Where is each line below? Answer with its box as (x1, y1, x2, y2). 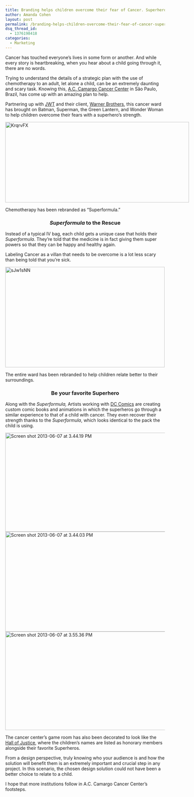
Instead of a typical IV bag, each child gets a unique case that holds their (5, 231, 158, 237)
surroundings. (5, 377, 34, 383)
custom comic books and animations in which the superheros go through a (5, 406, 162, 412)
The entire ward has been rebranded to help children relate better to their (5, 371, 158, 378)
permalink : (5, 21, 28, 27)
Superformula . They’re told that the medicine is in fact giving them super (5, 236, 157, 242)
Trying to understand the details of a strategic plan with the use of (5, 75, 143, 81)
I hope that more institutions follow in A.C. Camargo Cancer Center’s (5, 781, 148, 787)
